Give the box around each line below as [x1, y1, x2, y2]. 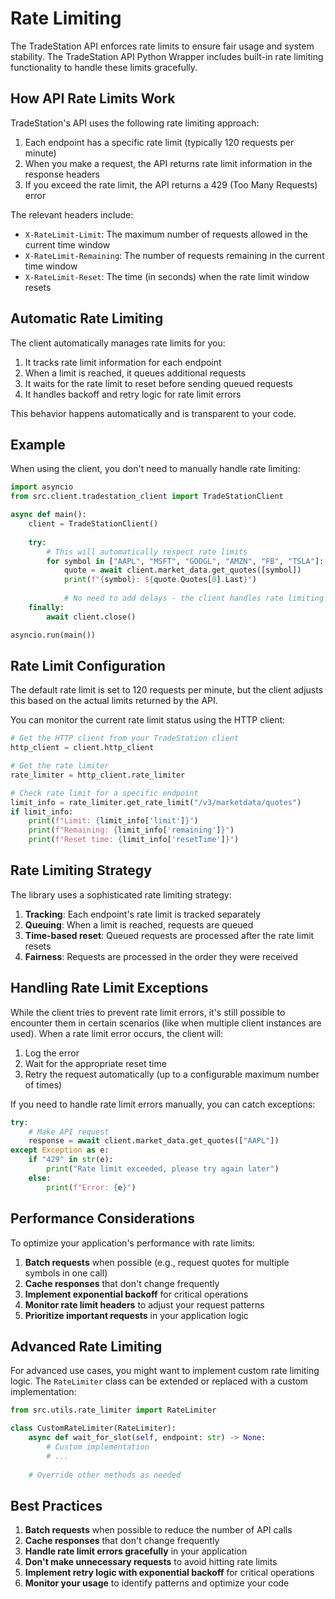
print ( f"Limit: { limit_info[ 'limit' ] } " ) [28, 816, 199, 826]
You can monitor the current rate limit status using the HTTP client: [10, 714, 286, 726]
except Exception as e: [10, 1145, 110, 1156]
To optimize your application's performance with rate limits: [10, 1237, 255, 1249]
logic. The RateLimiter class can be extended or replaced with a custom [10, 1375, 309, 1387]
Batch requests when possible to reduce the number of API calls [24, 1524, 293, 1536]
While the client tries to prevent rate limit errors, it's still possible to [10, 1006, 286, 1018]
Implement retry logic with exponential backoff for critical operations [24, 1567, 315, 1579]
